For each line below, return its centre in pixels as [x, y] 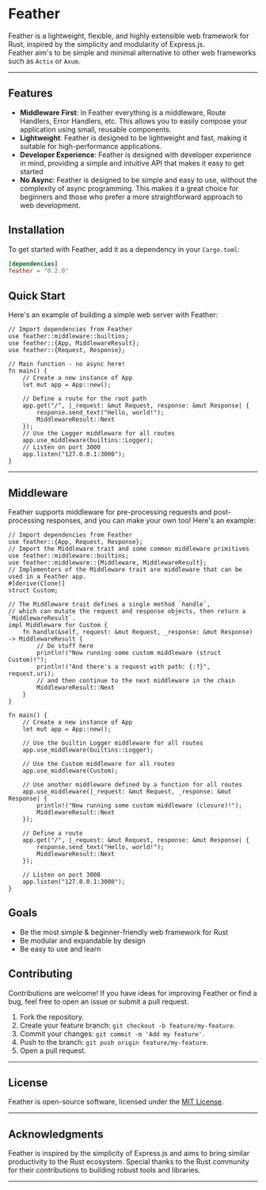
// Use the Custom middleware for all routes [99, 763]
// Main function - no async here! [67, 364]
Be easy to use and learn [60, 949]
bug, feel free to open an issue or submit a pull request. [99, 1001]
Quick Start [37, 295]
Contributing [40, 974]
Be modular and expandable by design [82, 940]
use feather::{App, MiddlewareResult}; [74, 343]
